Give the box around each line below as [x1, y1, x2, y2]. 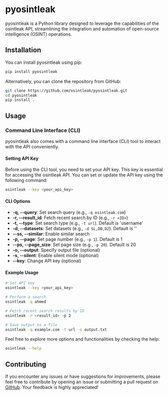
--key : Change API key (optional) [12, 258, 82, 264]
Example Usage [5, 269, 39, 275]
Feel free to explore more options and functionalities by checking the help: [5, 336, 160, 342]
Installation [5, 46, 41, 54]
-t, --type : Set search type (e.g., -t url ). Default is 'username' [12, 220, 144, 226]
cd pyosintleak [5, 93, 37, 98]
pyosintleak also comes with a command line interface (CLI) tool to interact [5, 138, 161, 144]
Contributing [5, 360, 46, 369]
